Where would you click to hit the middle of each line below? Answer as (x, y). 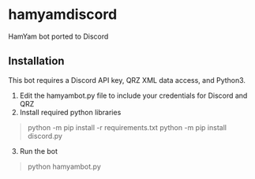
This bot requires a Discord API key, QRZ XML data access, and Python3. (127, 80)
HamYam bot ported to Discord (58, 36)
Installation (36, 61)
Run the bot (38, 151)
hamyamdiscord (63, 15)
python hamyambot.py (64, 166)
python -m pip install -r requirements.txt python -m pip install (127, 127)
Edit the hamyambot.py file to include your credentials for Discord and (133, 95)
